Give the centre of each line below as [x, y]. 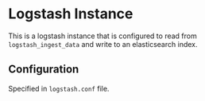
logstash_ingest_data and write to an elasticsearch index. [103, 44]
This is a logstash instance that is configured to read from [102, 36]
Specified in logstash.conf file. [59, 88]
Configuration [44, 70]
